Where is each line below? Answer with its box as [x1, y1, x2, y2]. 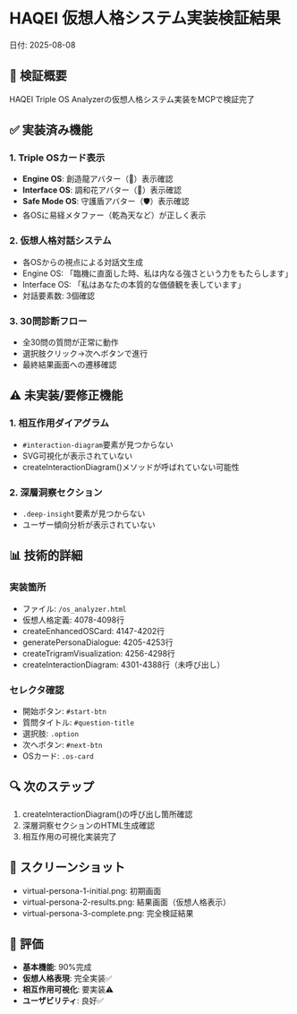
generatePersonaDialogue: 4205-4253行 [21, 637, 174, 648]
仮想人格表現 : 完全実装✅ [21, 973, 113, 984]
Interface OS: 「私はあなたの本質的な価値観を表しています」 [21, 279, 246, 289]
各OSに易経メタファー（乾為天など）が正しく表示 [21, 210, 207, 220]
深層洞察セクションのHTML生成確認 [21, 820, 155, 830]
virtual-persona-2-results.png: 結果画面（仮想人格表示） [21, 897, 231, 907]
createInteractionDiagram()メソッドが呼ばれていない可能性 [21, 461, 240, 472]
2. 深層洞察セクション [9, 486, 103, 498]
